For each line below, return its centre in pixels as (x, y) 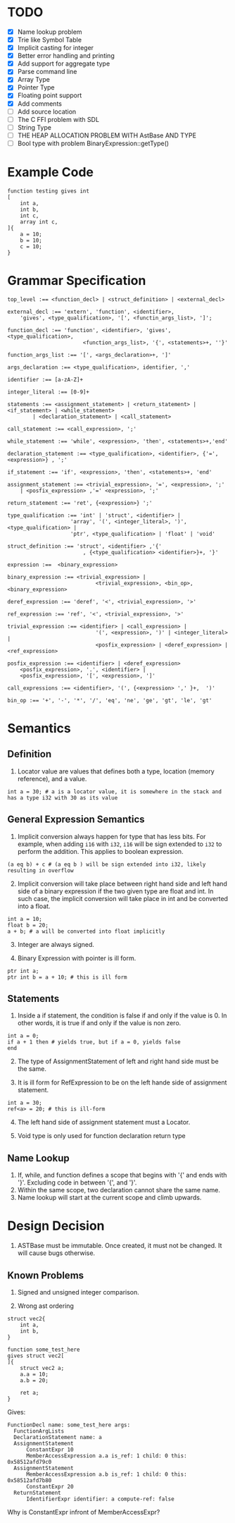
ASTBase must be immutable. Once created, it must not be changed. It (120, 1246)
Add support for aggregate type (64, 63)
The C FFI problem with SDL (58, 119)
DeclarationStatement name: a (58, 1437)
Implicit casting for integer (55, 48)
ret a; (30, 1393)
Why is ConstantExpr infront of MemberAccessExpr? (84, 1512)
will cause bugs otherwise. (56, 1253)
